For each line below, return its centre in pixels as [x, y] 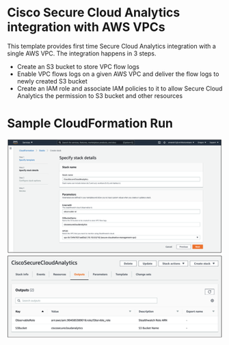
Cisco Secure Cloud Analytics [94, 13]
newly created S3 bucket [52, 81]
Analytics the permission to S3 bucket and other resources [100, 95]
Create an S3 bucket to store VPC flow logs [78, 66]
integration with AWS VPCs [86, 27]
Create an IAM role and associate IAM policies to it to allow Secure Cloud [120, 88]
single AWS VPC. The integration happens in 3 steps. [82, 53]
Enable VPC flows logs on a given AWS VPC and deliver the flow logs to [118, 74]
